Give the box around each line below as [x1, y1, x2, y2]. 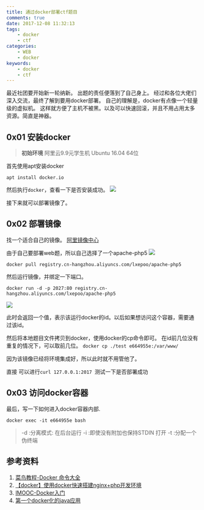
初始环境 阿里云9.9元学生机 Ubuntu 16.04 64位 [21, 150, 139, 157]
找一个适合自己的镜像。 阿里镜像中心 [6, 236, 99, 243]
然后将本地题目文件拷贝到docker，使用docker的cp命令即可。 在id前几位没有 [6, 334, 199, 341]
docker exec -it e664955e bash [6, 417, 86, 424]
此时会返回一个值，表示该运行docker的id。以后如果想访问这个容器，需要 [6, 313, 189, 321]
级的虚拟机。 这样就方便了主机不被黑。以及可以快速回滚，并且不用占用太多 [6, 105, 195, 112]
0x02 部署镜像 [6, 219, 61, 229]
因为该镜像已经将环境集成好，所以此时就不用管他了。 [6, 355, 140, 362]
